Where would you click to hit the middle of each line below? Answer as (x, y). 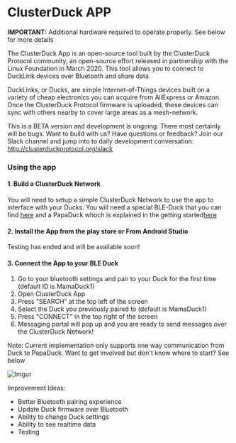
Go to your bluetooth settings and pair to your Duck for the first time (117, 279)
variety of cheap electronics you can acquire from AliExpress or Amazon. (114, 97)
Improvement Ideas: (36, 388)
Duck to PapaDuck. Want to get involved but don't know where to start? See (118, 353)
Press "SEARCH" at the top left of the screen (83, 302)
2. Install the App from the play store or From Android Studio (98, 231)
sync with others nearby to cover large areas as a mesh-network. (103, 112)
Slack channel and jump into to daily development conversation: (101, 141)
